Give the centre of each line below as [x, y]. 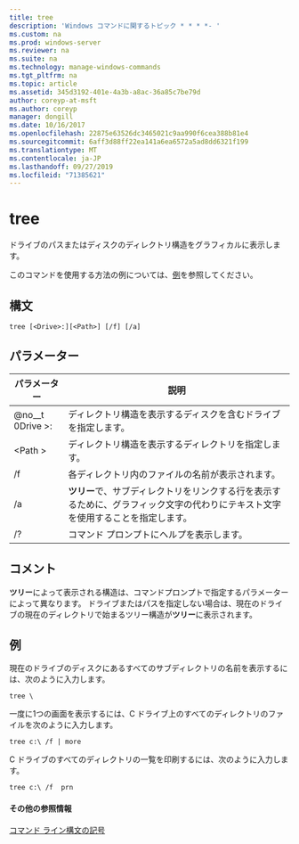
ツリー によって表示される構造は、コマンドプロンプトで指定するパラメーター [149, 592]
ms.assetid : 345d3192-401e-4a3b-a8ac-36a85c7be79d [105, 92]
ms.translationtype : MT [53, 150]
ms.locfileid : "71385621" [57, 175]
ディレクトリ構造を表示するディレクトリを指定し [170, 444]
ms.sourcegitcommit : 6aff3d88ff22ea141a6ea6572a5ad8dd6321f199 [129, 142]
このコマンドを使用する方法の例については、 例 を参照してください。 [133, 275]
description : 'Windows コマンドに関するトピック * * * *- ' [115, 26]
